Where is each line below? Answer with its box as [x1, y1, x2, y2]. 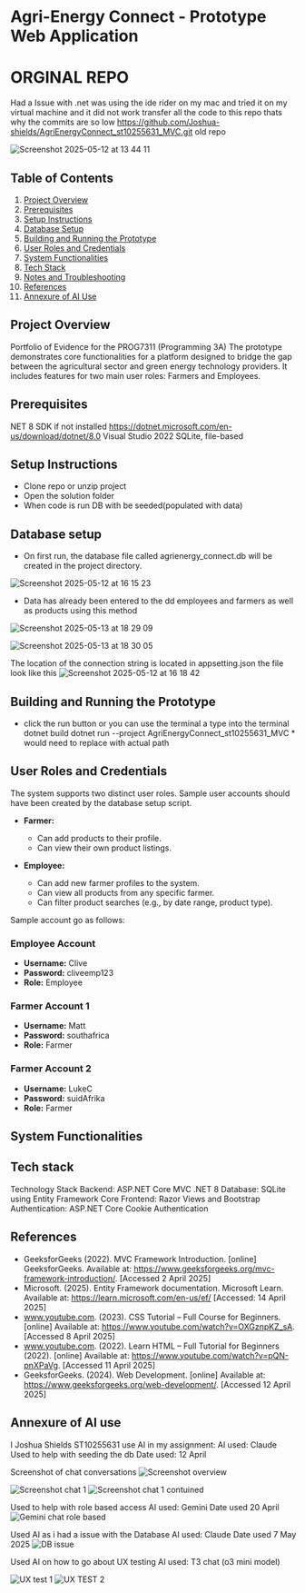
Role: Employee [23, 977, 83, 988]
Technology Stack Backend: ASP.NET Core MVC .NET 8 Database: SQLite [10, 1183, 287, 1194]
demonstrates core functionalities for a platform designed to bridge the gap [10, 351, 293, 362]
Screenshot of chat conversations [10, 1466, 137, 1478]
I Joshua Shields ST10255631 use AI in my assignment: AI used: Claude [10, 1439, 278, 1450]
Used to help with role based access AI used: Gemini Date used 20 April [10, 1501, 280, 1512]
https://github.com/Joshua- [117, 116, 221, 128]
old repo [194, 126, 226, 137]
